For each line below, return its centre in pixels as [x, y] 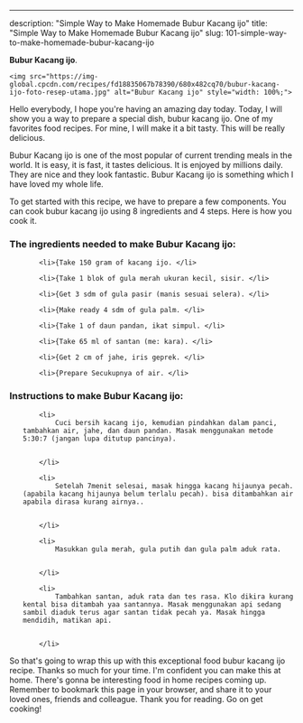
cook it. [23, 221]
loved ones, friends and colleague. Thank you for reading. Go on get [136, 699]
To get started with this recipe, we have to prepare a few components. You [148, 201]
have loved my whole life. [56, 184]
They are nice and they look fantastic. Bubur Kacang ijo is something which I [151, 174]
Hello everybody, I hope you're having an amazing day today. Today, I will [146, 109]
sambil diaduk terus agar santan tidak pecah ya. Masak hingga [144, 612]
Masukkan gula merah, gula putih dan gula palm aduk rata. [168, 549]
